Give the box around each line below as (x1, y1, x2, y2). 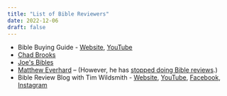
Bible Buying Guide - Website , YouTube (17, 43, 133, 52)
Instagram (17, 81, 48, 90)
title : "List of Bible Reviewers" (7, 10, 110, 18)
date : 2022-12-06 (7, 17, 59, 24)
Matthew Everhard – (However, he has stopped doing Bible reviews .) (17, 65, 218, 75)
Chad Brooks (17, 50, 56, 59)
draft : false (7, 23, 46, 31)
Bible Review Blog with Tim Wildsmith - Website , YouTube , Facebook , (17, 73, 221, 82)
